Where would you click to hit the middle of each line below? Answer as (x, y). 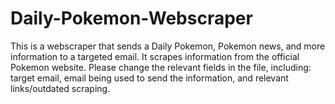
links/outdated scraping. (60, 88)
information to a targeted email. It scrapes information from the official (155, 56)
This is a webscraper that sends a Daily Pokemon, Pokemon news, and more (168, 46)
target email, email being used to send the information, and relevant (149, 78)
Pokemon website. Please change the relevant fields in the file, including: (161, 67)
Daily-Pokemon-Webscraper (131, 18)
